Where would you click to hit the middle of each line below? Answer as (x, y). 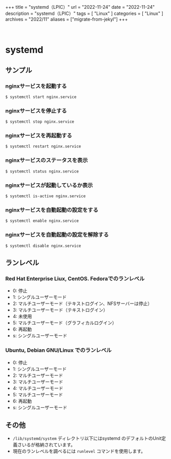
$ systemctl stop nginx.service (40, 122)
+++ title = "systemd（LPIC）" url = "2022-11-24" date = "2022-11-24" (80, 7)
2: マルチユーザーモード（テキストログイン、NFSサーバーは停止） (82, 303)
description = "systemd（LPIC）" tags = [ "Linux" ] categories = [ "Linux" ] (84, 13)
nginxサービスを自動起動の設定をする (52, 210)
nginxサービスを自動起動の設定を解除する (57, 235)
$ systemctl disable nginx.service (43, 246)
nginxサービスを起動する (36, 86)
